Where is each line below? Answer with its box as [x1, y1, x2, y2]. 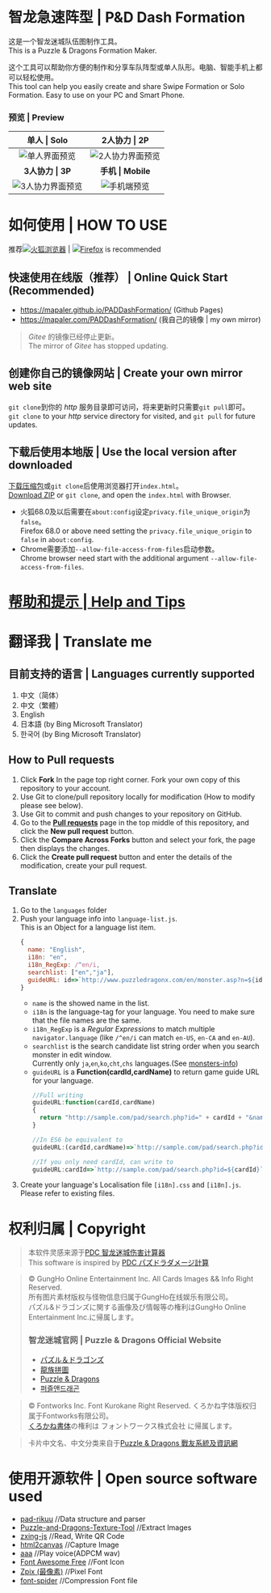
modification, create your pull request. [19, 860, 148, 871]
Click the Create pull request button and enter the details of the [19, 852, 232, 862]
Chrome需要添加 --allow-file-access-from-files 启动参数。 [19, 544, 219, 553]
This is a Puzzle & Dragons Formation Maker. [8, 45, 157, 55]
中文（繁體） [19, 700, 63, 710]
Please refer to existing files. [19, 1188, 115, 1198]
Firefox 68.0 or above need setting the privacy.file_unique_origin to [19, 526, 252, 536]
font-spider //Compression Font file [19, 1575, 138, 1585]
